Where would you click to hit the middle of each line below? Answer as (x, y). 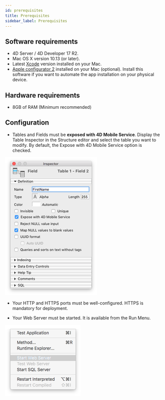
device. (20, 80)
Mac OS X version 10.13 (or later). (46, 59)
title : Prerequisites (27, 16)
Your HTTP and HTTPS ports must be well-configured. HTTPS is (78, 303)
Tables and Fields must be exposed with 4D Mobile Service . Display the (86, 134)
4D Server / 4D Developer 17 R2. (45, 53)
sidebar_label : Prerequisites (36, 21)
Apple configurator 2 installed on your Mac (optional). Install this (78, 69)
